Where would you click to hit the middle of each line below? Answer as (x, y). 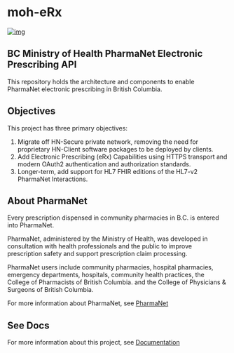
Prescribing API (42, 65)
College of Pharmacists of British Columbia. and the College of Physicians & (117, 282)
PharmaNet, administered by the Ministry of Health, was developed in (108, 239)
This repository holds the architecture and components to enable (101, 81)
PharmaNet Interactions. (53, 179)
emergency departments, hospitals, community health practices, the (106, 275)
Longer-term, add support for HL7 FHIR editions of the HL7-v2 (108, 171)
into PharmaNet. (31, 225)
